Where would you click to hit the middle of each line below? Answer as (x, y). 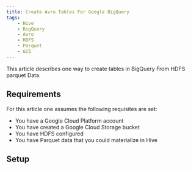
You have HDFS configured (49, 134)
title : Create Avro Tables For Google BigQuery (68, 12)
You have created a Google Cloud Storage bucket (77, 127)
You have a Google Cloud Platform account (69, 121)
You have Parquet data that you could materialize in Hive (86, 140)
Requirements (34, 94)
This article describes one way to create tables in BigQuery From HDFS (96, 69)
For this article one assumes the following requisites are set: (82, 109)
